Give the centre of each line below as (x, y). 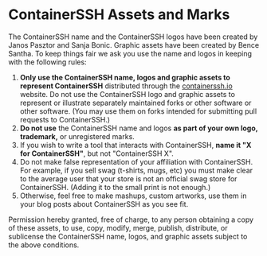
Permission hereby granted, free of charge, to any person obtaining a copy (131, 219)
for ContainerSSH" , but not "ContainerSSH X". (96, 153)
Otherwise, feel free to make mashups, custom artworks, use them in (133, 196)
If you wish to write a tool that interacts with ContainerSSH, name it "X (135, 145)
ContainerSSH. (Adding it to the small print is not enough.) (115, 187)
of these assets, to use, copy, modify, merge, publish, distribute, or (118, 227)
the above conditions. (44, 245)
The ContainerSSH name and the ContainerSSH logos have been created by (133, 37)
